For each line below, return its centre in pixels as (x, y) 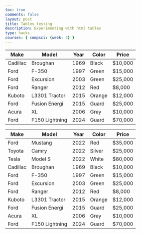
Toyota (16, 150)
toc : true (15, 10)
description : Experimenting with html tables (53, 28)
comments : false (22, 14)
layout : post (19, 19)
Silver (97, 150)
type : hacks (17, 33)
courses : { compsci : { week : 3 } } (40, 38)
